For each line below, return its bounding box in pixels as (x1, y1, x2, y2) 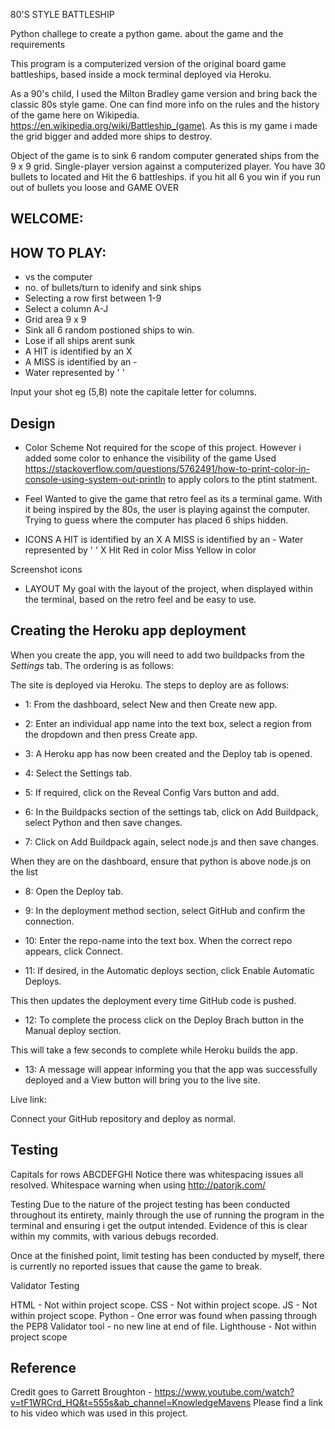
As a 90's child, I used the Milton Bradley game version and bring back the (10, 88, 318, 99)
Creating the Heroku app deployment (10, 622, 247, 639)
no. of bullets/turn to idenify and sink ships (24, 282, 202, 294)
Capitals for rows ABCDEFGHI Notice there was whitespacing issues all (10, 1168, 304, 1180)
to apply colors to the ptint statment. (167, 474, 318, 486)
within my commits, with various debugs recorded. (10, 1230, 219, 1242)
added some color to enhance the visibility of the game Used (24, 452, 277, 464)
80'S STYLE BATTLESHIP (10, 9, 115, 20)
